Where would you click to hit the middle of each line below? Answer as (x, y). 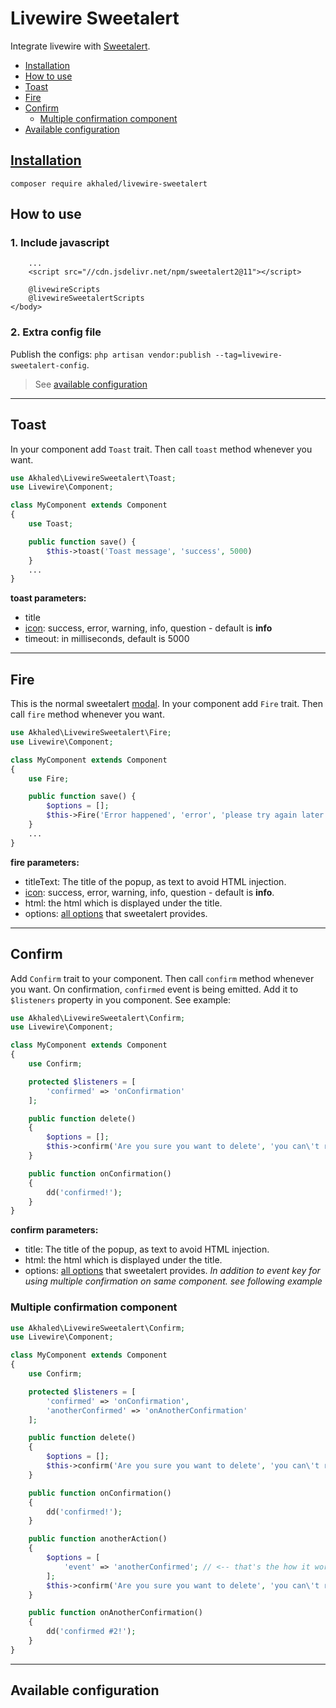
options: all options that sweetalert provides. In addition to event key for (172, 1271)
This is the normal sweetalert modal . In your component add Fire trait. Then (166, 704)
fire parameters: (45, 862)
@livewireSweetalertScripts (86, 298)
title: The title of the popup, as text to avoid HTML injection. (147, 1249)
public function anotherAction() (98, 1539)
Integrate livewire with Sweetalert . (80, 46)
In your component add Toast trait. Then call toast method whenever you (161, 449)
